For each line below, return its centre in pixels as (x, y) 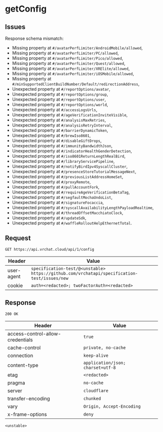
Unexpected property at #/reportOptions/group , (60, 94)
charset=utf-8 (100, 368)
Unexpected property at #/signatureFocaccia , (58, 202)
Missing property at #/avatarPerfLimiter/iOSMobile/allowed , (73, 73)
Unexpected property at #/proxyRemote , (51, 182)
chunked (92, 398)
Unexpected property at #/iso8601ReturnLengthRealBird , (69, 156)
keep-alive (96, 355)
